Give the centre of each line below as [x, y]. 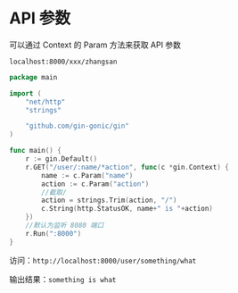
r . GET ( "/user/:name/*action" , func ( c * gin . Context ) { [127, 167]
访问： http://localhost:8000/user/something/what [103, 260]
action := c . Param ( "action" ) [95, 184]
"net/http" [45, 102]
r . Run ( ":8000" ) [53, 233]
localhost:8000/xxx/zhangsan [63, 62]
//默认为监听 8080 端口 [65, 226]
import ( [25, 93]
